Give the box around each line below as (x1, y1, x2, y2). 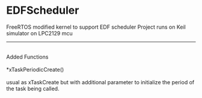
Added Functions (6, 53, 49, 60)
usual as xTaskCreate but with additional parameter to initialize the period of (6, 78, 195, 85)
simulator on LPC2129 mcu (6, 29, 73, 36)
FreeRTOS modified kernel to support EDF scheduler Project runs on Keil (6, 23, 186, 30)
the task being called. (6, 85, 60, 92)
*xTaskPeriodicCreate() (6, 66, 64, 73)
